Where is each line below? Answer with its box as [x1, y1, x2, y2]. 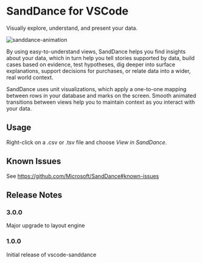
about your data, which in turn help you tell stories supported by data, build [6, 54, 195, 61]
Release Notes [6, 190, 63, 200]
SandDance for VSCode [6, 4, 129, 18]
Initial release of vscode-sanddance [6, 251, 97, 258]
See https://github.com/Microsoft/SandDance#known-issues [6, 172, 159, 180]
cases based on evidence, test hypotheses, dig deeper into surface [6, 61, 175, 68]
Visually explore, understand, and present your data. [6, 24, 138, 32]
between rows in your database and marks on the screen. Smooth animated [6, 92, 197, 99]
